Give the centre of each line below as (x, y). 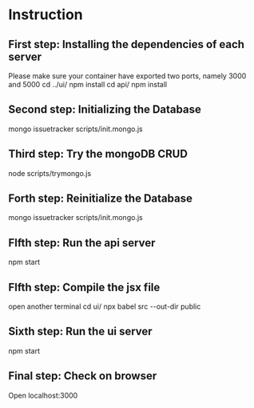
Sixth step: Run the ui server (81, 332)
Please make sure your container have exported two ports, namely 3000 (127, 76)
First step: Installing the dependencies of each (127, 44)
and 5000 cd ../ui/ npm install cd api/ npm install (88, 84)
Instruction (46, 15)
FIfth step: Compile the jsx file (84, 287)
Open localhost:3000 (43, 395)
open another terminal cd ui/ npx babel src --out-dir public (105, 306)
